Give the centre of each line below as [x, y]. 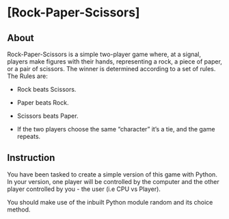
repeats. [29, 136]
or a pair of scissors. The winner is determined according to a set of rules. [111, 69]
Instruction [31, 158]
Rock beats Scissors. [46, 89]
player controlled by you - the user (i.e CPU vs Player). [84, 189]
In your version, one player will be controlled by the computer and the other [113, 181]
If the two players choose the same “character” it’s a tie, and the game [116, 129]
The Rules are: [27, 76]
